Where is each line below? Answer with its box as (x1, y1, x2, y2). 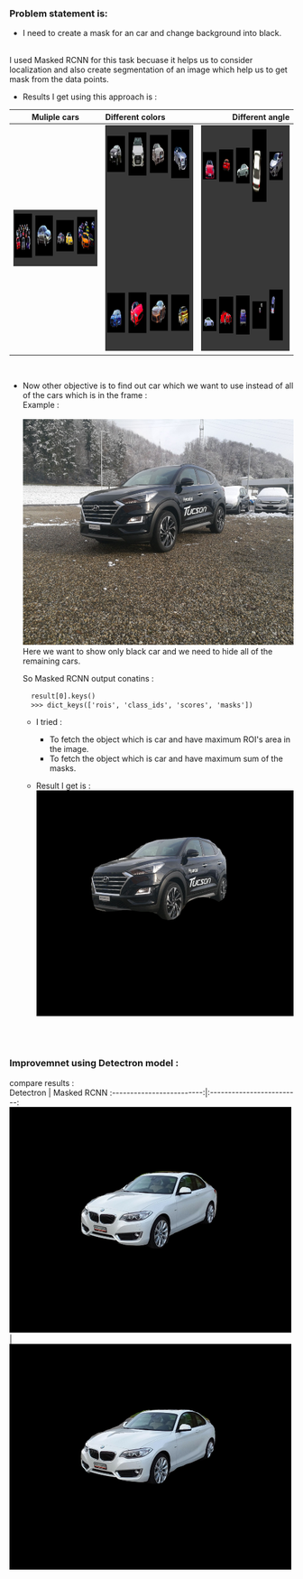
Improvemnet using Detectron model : (9, 1057, 179, 1070)
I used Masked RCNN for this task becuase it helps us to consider (9, 55, 253, 66)
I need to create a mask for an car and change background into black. (22, 28, 282, 39)
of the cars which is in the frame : (22, 389, 148, 400)
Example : (22, 399, 60, 410)
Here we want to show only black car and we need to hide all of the (22, 646, 273, 656)
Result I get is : (35, 780, 92, 791)
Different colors (105, 111, 166, 122)
